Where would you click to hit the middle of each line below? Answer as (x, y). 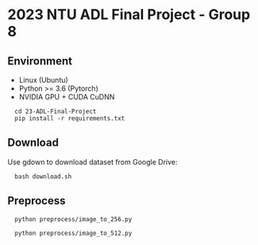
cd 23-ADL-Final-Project (56, 111)
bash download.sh (43, 177)
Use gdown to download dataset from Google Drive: (92, 161)
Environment (40, 61)
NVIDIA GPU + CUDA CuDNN (67, 97)
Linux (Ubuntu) (43, 80)
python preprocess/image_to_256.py (73, 219)
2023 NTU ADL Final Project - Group (129, 15)
